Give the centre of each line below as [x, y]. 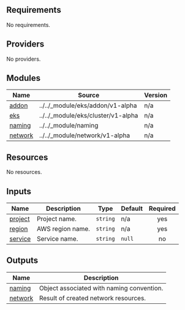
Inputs [19, 191]
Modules [24, 78]
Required [162, 209]
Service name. [57, 239]
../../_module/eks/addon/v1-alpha [88, 105]
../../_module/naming [69, 126]
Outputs [22, 261]
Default [132, 209]
